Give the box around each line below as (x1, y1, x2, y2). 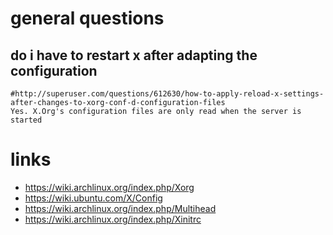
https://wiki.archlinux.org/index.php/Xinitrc (24, 213, 202, 225)
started (10, 115, 43, 125)
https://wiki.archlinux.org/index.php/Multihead (24, 202, 217, 214)
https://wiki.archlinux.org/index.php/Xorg (24, 181, 195, 193)
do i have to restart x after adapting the (10, 47, 258, 64)
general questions (10, 7, 165, 30)
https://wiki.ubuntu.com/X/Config (24, 192, 163, 204)
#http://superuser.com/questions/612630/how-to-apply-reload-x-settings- (10, 89, 325, 99)
